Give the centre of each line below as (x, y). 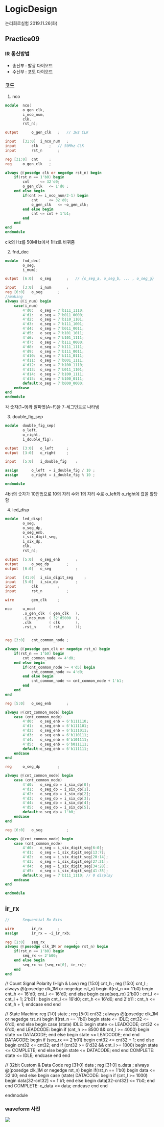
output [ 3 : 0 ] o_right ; (37, 453)
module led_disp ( (24, 519)
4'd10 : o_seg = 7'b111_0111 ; (53, 356)
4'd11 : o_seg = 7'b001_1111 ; (53, 361)
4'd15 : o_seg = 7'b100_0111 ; (53, 378)
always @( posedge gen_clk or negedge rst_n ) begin (58, 649)
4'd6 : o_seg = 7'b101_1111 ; (53, 338)
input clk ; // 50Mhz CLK (45, 146)
